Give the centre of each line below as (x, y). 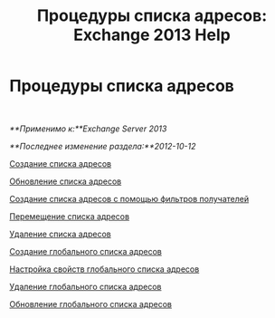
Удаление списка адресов (60, 234)
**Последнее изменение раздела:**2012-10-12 (103, 146)
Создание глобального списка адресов (86, 251)
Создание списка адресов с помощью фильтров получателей (129, 198)
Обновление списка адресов (66, 181)
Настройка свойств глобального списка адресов (104, 269)
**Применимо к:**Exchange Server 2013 (88, 129)
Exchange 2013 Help (152, 35)
